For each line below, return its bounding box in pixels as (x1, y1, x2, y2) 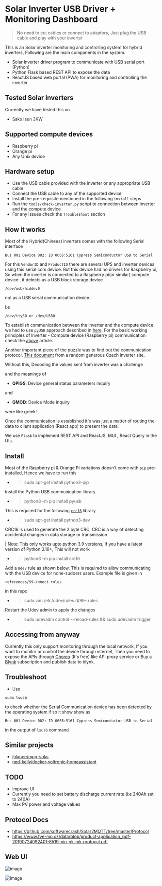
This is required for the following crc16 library (5, 508, 96, 513)
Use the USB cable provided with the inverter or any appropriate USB (12, 180, 150, 186)
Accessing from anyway (5, 630, 80, 639)
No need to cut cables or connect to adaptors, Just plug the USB (16, 30, 146, 35)
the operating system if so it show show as (5, 709, 91, 715)
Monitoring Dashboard (5, 14, 98, 25)
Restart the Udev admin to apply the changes (5, 607, 96, 613)
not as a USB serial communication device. (5, 295, 91, 301)
